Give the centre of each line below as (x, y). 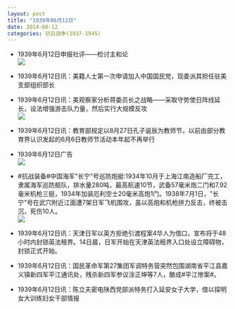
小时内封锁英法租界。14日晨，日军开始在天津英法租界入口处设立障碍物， (122, 242)
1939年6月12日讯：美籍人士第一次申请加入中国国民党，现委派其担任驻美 (122, 76)
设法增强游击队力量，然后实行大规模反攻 (89, 109)
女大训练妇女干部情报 (48, 298)
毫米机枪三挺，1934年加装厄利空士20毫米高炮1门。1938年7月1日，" (115, 194)
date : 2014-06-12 (33, 27)
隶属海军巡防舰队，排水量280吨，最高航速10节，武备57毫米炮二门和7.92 (122, 185)
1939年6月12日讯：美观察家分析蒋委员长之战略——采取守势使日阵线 (116, 100)
